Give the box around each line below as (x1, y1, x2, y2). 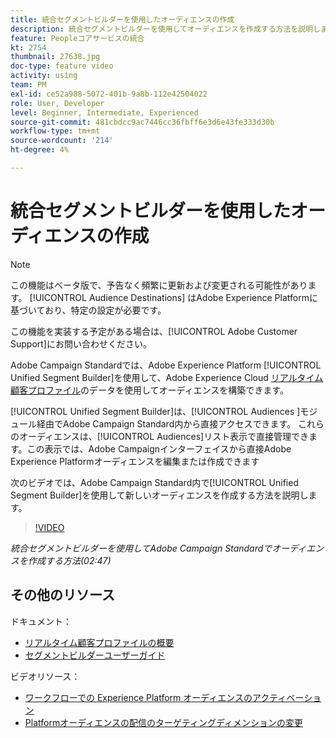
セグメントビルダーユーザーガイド (24, 649, 166, 661)
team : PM (10, 80, 47, 90)
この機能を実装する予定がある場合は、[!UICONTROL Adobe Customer (10, 325, 298, 337)
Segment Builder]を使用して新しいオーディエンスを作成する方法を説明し (10, 489, 309, 501)
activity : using (10, 71, 78, 81)
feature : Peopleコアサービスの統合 (10, 33, 145, 43)
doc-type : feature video (10, 61, 114, 71)
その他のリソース (10, 587, 115, 604)
